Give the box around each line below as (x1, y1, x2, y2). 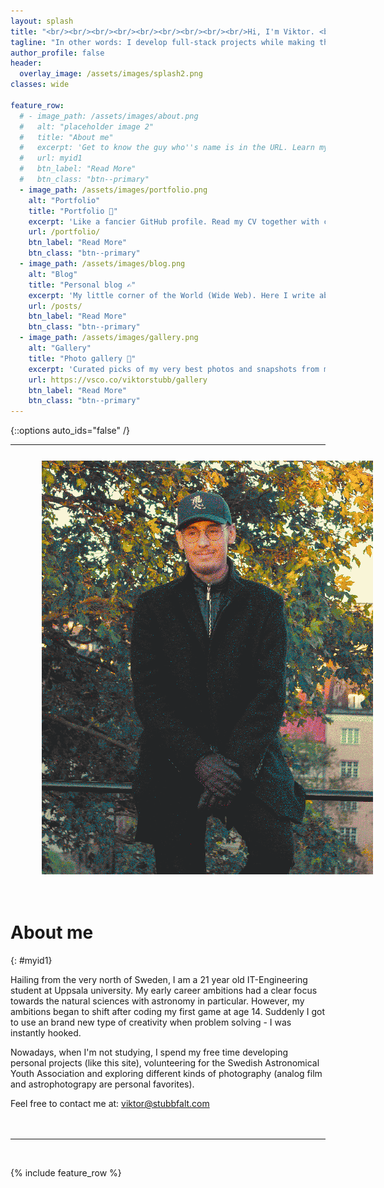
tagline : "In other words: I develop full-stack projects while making (10, 37, 315, 47)
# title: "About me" (19, 132, 114, 142)
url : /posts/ (28, 301, 83, 311)
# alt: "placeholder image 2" (19, 121, 155, 132)
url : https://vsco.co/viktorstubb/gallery (28, 375, 208, 385)
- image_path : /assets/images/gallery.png (19, 333, 199, 343)
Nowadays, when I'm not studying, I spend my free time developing (10, 1046, 288, 1059)
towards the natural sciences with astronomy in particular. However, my (10, 995, 305, 1007)
